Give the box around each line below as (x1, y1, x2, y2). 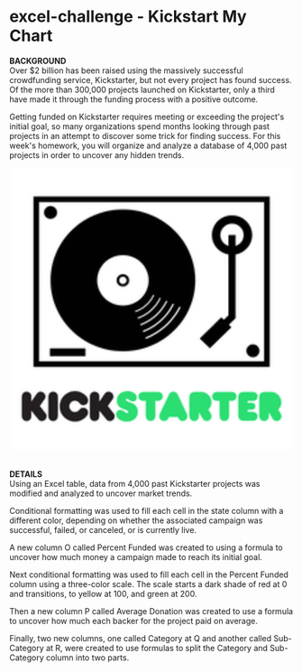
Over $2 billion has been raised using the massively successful (9, 65, 243, 76)
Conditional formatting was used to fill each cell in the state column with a (9, 505, 284, 516)
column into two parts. (45, 652, 130, 663)
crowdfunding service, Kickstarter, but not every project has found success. (9, 74, 292, 85)
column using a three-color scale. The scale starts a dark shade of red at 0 (9, 578, 288, 589)
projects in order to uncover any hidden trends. (9, 149, 185, 160)
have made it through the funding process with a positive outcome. (9, 93, 259, 105)
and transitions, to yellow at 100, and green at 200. (9, 588, 197, 599)
